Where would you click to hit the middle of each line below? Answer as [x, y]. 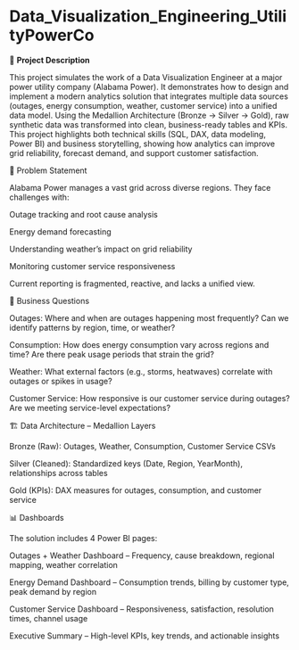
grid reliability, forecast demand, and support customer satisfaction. [134, 152]
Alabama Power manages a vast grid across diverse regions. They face [140, 187]
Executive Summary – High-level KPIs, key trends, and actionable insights [144, 636]
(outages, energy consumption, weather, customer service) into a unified [143, 105]
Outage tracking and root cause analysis [83, 214]
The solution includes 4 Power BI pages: [83, 538]
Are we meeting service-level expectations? [90, 407]
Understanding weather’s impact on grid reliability [101, 249]
